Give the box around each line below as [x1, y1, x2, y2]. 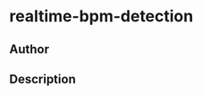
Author [9, 42, 49, 57]
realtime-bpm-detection [9, 6, 194, 27]
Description [9, 71, 76, 86]
